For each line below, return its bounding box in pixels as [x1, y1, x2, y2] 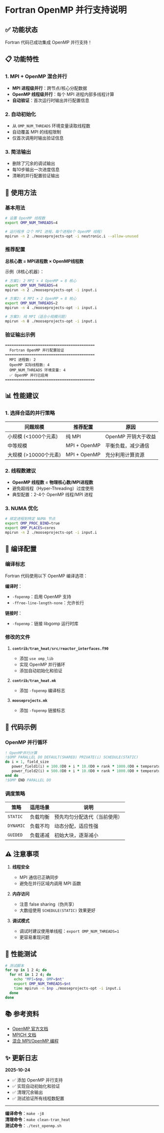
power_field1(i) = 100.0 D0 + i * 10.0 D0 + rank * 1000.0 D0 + [11, 764, 139, 769]
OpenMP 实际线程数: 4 [9, 363, 50, 367]
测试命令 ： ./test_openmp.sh [5, 1123, 62, 1129]
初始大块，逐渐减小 [54, 832, 99, 838]
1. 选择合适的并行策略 [5, 409, 55, 416]
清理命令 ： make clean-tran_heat [5, 1116, 71, 1123]
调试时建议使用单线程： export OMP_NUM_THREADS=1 [19, 928, 120, 934]
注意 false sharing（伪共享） [19, 901, 77, 907]
